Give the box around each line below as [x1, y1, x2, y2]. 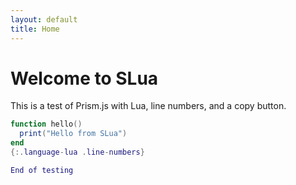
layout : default [10, 14, 78, 25]
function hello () [10, 119, 83, 130]
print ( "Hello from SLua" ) [19, 129, 128, 139]
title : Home [10, 24, 60, 34]
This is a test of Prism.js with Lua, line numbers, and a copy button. [10, 100, 287, 112]
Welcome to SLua [10, 67, 159, 90]
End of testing [10, 165, 74, 175]
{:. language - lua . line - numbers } [10, 147, 145, 158]
